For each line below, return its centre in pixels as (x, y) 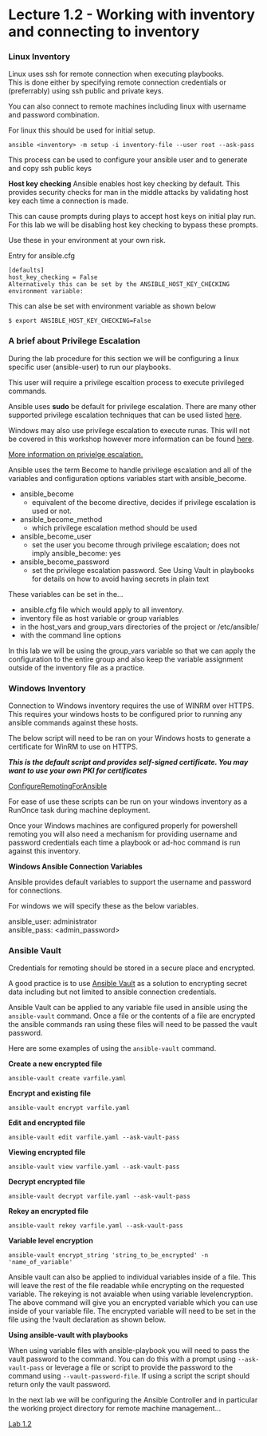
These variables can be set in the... (66, 594)
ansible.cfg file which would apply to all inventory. (102, 610)
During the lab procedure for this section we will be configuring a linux (124, 358)
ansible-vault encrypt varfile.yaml (69, 1108)
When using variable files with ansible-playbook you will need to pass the (129, 1350)
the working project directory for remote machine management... (115, 1409)
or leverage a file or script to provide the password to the (139, 1367)
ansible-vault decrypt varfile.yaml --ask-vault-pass (100, 1196)
